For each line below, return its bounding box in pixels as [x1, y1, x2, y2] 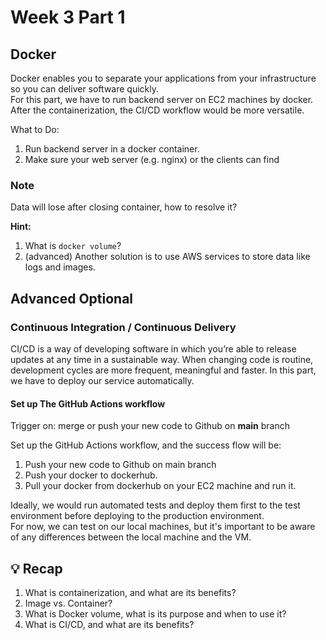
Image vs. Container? [24, 597, 113, 609]
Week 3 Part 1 [10, 6, 126, 29]
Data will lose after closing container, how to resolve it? [10, 201, 238, 213]
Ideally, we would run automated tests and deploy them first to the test [10, 499, 301, 511]
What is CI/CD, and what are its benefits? [24, 619, 195, 630]
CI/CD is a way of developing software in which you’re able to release [10, 342, 297, 355]
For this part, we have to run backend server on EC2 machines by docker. [10, 94, 314, 105]
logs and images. [24, 261, 96, 273]
